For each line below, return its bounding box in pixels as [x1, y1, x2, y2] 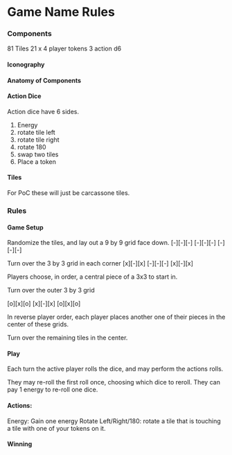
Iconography [7, 60, 45, 69]
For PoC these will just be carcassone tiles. [7, 189, 130, 197]
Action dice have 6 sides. [7, 107, 80, 115]
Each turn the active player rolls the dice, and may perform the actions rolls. [7, 364, 224, 373]
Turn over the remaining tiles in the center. [7, 333, 128, 342]
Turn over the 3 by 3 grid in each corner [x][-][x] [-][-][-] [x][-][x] [7, 259, 194, 268]
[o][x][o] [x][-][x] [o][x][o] [7, 299, 81, 308]
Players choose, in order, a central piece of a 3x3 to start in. [7, 272, 178, 281]
